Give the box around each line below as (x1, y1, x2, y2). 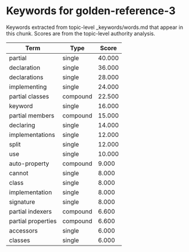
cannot (9, 169, 29, 177)
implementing (9, 83, 47, 91)
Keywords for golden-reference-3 (6, 4, 176, 18)
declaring (9, 121, 35, 129)
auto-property (9, 159, 49, 168)
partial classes (9, 92, 49, 100)
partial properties (9, 217, 57, 225)
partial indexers (9, 207, 52, 215)
